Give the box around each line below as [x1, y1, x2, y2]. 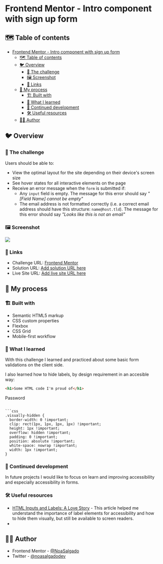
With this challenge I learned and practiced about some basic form [5, 357, 139, 363]
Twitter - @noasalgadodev [12, 553, 66, 559]
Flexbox [12, 323, 28, 329]
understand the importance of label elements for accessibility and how [12, 510, 155, 516]
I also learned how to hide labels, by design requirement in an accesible [5, 371, 149, 378]
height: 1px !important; [9, 426, 60, 431]
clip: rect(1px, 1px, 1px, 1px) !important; [9, 422, 102, 427]
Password [5, 395, 25, 401]
